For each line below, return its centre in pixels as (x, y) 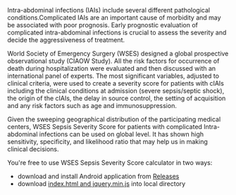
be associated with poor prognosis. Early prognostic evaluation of (103, 25)
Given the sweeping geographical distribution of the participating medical (114, 119)
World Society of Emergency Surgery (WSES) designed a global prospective (118, 53)
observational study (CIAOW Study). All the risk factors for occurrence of (113, 61)
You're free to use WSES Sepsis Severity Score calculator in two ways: (110, 163)
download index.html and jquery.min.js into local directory (101, 184)
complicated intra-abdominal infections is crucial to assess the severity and (117, 32)
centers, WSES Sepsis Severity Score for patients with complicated (105, 127)
